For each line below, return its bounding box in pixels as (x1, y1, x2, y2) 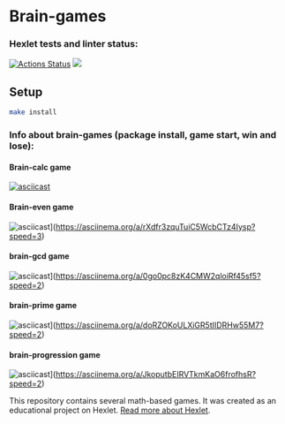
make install (9, 108, 57, 117)
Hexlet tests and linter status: (9, 38, 139, 50)
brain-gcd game (9, 251, 70, 261)
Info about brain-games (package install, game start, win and (9, 129, 277, 141)
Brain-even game (9, 201, 74, 212)
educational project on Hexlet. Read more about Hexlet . (9, 405, 211, 416)
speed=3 (9, 231, 42, 241)
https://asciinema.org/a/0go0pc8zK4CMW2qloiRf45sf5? (56, 270, 262, 281)
